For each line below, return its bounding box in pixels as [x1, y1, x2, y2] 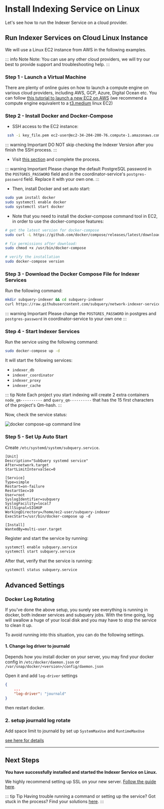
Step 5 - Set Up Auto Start [5, 433, 67, 440]
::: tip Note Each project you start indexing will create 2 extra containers [5, 392, 149, 398]
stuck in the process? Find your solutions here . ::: [5, 798, 104, 804]
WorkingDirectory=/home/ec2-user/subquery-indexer [5, 510, 110, 514]
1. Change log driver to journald [5, 643, 70, 649]
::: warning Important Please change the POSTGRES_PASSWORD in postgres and [5, 311, 156, 317]
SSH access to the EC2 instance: [12, 124, 79, 129]
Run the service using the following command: [5, 339, 99, 345]
